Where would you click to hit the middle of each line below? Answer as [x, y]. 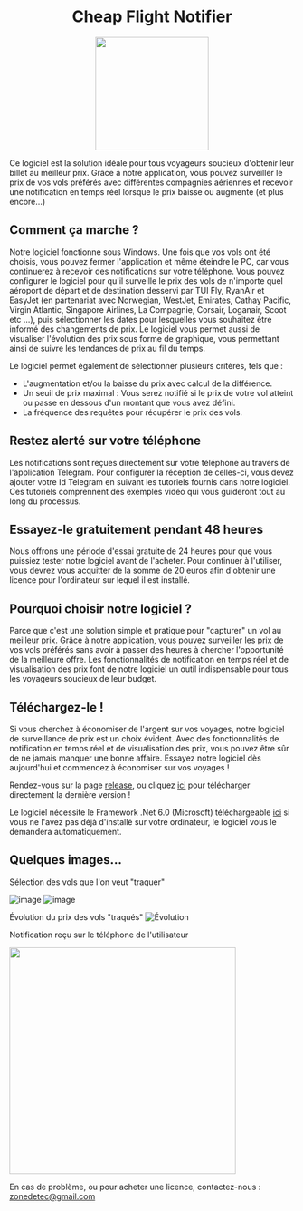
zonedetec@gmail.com [52, 1196]
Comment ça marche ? [74, 230]
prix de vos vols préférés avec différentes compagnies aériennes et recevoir [151, 182]
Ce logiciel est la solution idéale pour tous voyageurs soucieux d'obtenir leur [152, 163]
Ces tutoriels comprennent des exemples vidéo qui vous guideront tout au [147, 491]
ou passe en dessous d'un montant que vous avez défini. [129, 402]
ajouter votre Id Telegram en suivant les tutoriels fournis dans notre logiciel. [150, 481]
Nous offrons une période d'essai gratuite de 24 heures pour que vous [141, 551]
